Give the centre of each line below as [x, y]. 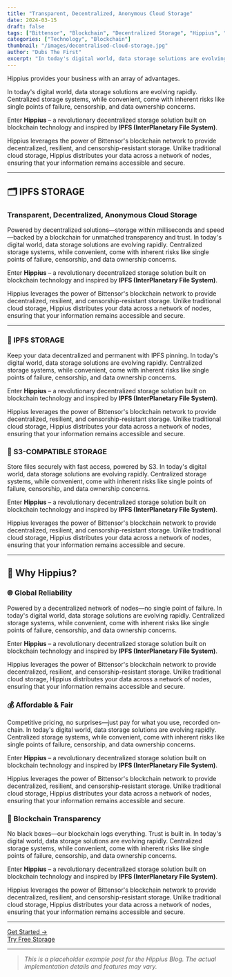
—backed [21, 237]
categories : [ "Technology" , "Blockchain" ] [69, 39]
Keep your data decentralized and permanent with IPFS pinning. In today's [113, 355]
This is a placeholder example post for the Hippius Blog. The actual [120, 959]
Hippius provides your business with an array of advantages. [94, 78]
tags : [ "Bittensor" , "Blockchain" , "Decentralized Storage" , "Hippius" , [114, 33]
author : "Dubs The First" [44, 53]
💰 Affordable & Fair [40, 705]
